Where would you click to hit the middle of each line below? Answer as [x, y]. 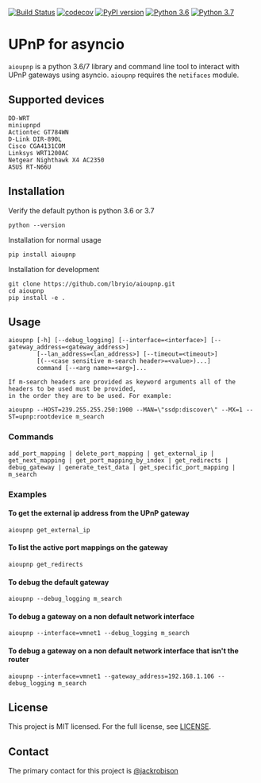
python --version [37, 225]
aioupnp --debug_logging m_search [65, 599]
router [19, 659]
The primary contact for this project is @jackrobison [93, 771]
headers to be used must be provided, [72, 389]
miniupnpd [25, 125]
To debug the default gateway [59, 582]
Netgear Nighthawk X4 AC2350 [56, 160]
